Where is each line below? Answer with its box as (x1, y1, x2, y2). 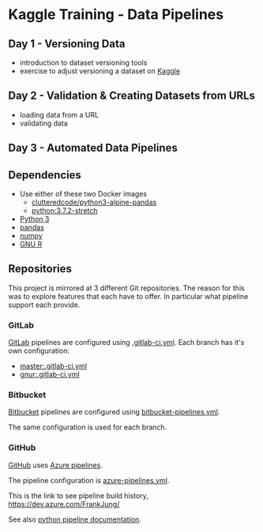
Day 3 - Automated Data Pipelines (8, 141, 178, 155)
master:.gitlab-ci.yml (19, 362, 88, 371)
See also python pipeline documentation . (8, 515, 142, 524)
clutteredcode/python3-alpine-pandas (31, 197, 157, 207)
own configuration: (8, 346, 70, 356)
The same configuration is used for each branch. (8, 422, 167, 432)
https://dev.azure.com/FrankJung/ (8, 499, 120, 508)
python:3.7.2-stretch (31, 206, 98, 215)
